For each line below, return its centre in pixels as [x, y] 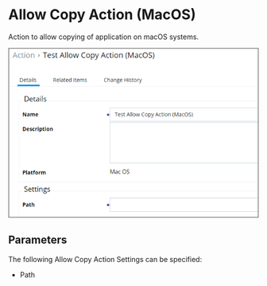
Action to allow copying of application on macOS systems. [104, 37]
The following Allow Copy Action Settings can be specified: [105, 259]
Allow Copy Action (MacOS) [102, 15]
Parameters [38, 240]
